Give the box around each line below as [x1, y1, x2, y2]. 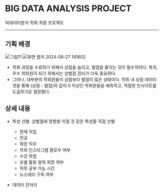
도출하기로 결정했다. [12, 88, 50, 94]
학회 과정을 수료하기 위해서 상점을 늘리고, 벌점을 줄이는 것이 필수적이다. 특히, [12, 64, 158, 70]
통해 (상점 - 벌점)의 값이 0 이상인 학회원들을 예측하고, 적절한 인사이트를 [21, 83, 157, 88]
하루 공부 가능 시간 [19, 165, 55, 171]
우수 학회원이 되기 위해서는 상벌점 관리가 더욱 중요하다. [12, 70, 117, 76]
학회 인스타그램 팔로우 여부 [19, 147, 71, 153]
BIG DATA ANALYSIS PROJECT [5, 3, 132, 14]
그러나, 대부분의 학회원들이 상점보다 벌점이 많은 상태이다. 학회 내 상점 [12, 76, 144, 82]
